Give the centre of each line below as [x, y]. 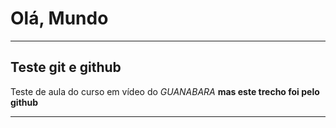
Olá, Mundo [59, 18]
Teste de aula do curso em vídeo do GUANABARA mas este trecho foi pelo [165, 91]
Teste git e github [66, 67]
